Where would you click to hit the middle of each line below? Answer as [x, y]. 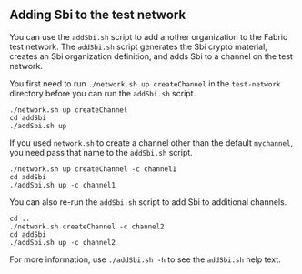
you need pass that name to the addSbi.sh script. [101, 152]
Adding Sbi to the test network [98, 15]
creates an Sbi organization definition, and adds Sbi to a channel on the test [151, 56]
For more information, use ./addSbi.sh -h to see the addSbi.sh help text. [146, 259]
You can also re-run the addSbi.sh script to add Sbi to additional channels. [148, 202]
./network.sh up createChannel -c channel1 [93, 169]
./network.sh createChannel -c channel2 [87, 227]
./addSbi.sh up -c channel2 [63, 242]
